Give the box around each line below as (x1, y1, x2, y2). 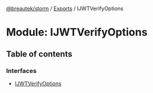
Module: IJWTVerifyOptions (6, 26, 148, 39)
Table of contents (6, 49, 72, 59)
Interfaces (6, 67, 37, 75)
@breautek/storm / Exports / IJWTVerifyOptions (6, 5, 123, 12)
